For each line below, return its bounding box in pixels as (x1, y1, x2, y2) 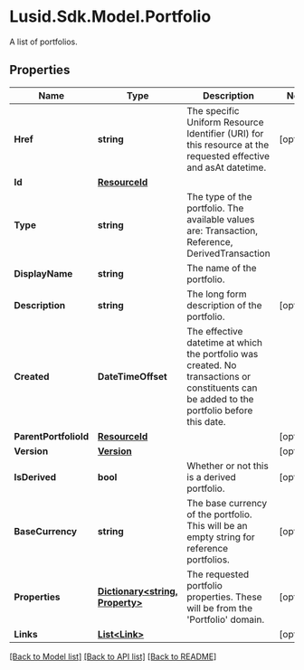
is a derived (186, 470, 237, 483)
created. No (186, 359, 237, 372)
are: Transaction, (186, 224, 259, 237)
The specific (186, 104, 240, 117)
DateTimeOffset (98, 370, 167, 382)
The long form (186, 288, 247, 300)
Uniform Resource (186, 116, 264, 128)
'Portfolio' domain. (186, 613, 265, 626)
